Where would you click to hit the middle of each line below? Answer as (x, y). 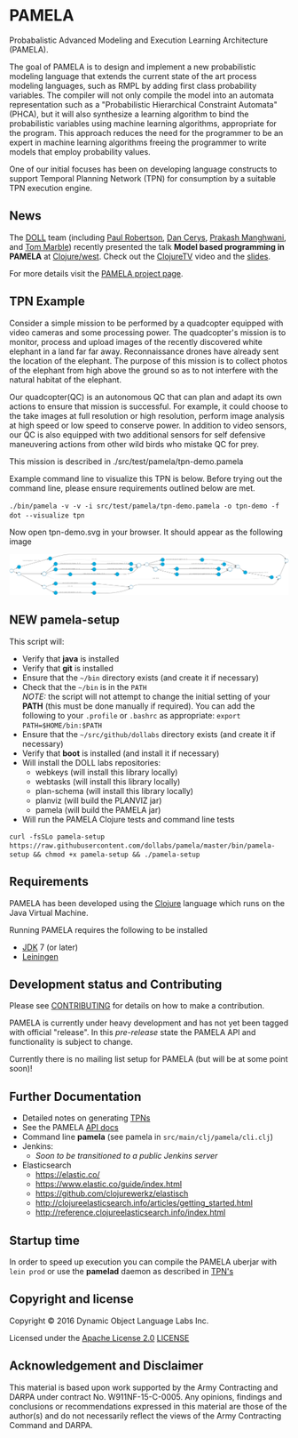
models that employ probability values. (80, 151)
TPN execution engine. (51, 188)
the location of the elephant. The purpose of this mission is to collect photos (149, 360)
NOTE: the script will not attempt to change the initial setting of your (146, 696)
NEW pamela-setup (64, 620)
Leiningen (40, 956)
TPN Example (47, 302)
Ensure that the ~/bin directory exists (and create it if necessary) (141, 678)
